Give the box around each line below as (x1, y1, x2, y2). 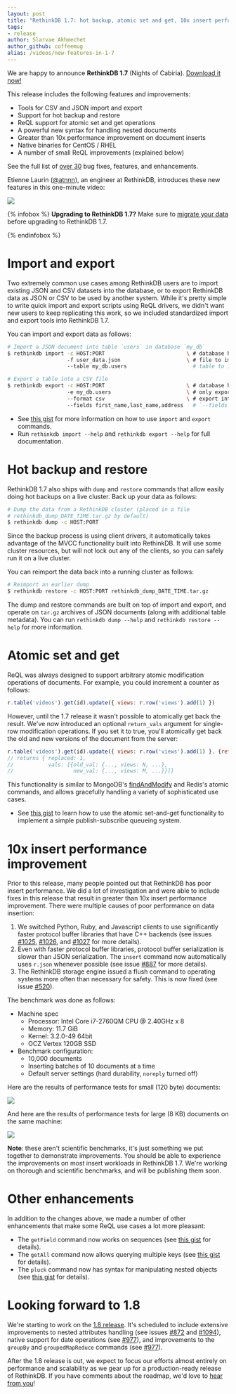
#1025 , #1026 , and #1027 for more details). (17, 938, 142, 946)
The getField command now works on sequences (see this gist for (17, 1235, 211, 1244)
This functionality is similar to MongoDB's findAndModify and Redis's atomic (7, 780, 229, 789)
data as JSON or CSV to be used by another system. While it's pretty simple (7, 293, 227, 302)
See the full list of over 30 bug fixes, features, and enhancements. (7, 162, 199, 170)
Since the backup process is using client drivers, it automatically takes (7, 531, 211, 540)
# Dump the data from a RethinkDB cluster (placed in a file (7, 505, 190, 513)
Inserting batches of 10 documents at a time (27, 1062, 156, 1071)
